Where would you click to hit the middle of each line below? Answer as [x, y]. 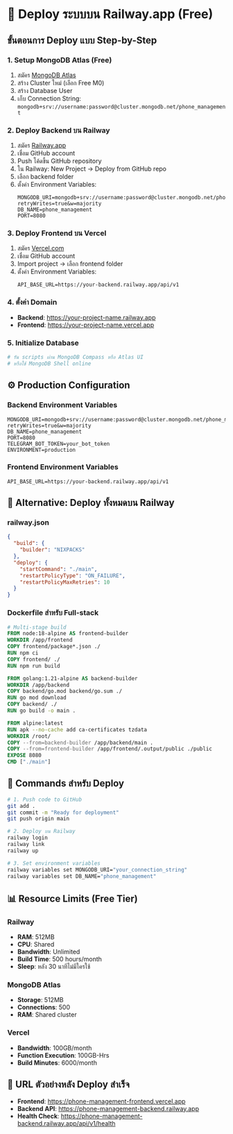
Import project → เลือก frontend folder [70, 264]
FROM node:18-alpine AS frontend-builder [68, 634]
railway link [26, 845]
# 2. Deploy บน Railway [41, 831]
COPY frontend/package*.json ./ [54, 647]
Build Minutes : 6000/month [57, 1063]
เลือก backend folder [45, 177]
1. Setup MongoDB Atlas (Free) [60, 60]
